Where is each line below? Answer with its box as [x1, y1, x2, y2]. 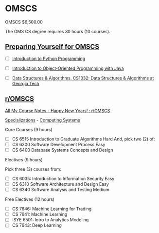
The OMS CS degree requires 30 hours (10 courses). [5, 28, 110, 34]
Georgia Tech [12, 80, 39, 86]
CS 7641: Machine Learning [12, 212, 68, 217]
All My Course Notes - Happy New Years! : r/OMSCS [5, 108, 110, 114]
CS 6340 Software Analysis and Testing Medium [12, 187, 109, 193]
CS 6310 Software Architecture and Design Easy [12, 181, 109, 187]
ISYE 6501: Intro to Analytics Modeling [12, 217, 89, 223]
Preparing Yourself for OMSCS [5, 42, 100, 51]
